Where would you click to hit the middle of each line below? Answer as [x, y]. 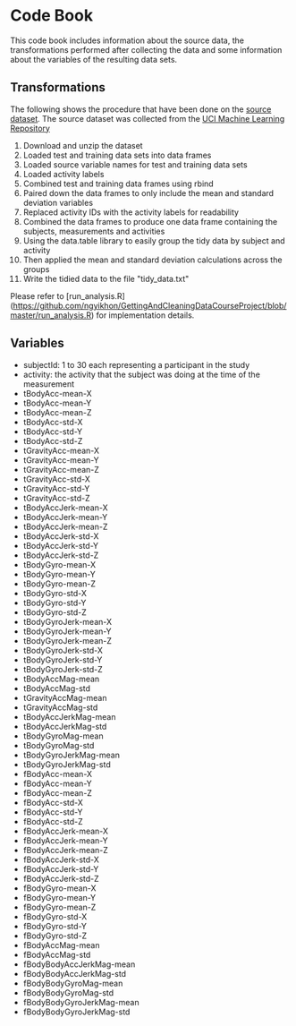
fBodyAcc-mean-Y [57, 783]
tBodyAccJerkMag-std [65, 726]
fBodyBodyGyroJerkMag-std [76, 1012]
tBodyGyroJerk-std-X [63, 650]
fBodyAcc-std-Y [53, 812]
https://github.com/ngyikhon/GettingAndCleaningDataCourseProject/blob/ [150, 305]
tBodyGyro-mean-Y [59, 574]
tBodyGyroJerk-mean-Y [67, 631]
